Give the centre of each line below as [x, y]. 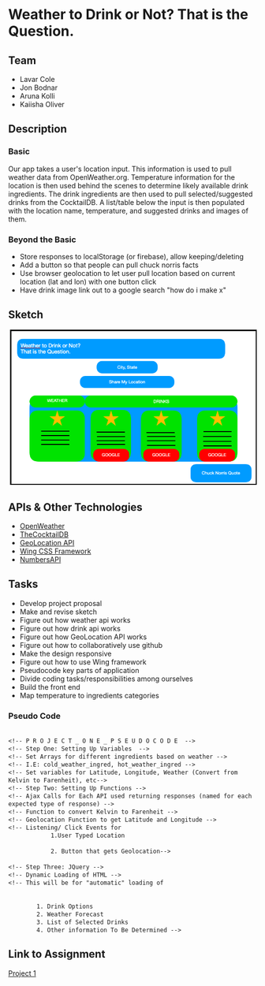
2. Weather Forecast [70, 915]
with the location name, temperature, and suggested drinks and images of [128, 210]
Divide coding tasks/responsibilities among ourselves [106, 679]
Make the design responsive [65, 653]
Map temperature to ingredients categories [89, 695]
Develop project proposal [61, 603]
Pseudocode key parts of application [79, 670]
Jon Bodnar [38, 87]
